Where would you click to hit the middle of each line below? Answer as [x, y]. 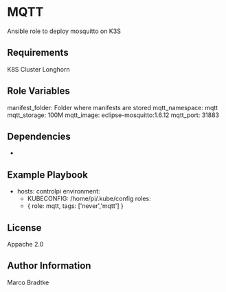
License [24, 228]
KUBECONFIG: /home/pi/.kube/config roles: [89, 199]
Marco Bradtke [28, 282]
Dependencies [39, 136]
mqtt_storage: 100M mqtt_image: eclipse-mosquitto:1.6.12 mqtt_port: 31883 [113, 115]
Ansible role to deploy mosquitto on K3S [64, 31]
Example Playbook [47, 175]
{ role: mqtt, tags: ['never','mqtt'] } [75, 206]
